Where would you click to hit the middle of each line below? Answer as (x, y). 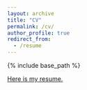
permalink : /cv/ (31, 26)
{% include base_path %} (44, 65)
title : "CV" (24, 20)
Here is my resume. (35, 79)
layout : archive (31, 13)
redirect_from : (29, 39)
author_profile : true (39, 33)
